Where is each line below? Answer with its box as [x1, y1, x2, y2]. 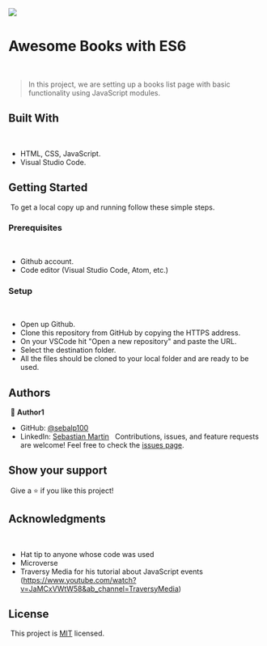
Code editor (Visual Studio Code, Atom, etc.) [19, 265, 168, 274]
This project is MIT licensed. [10, 628, 105, 639]
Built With [8, 112, 59, 125]
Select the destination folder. [19, 345, 117, 355]
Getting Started [8, 181, 88, 194]
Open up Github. [19, 320, 75, 329]
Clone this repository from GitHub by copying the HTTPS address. [19, 328, 241, 338]
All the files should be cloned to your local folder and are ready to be [19, 354, 249, 363]
